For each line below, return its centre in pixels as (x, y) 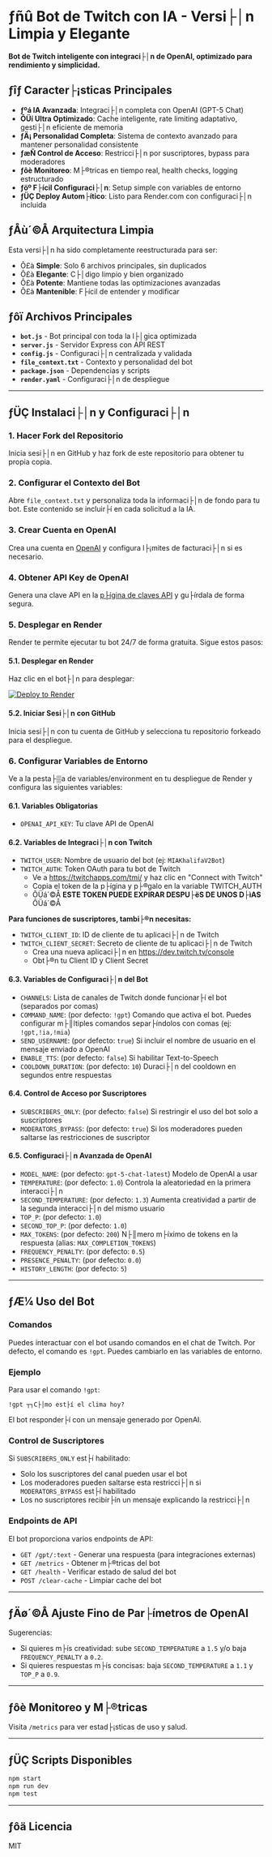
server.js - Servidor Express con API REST (93, 345)
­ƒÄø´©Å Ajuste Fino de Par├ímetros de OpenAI (129, 1613)
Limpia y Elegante (69, 34)
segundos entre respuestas (66, 1074)
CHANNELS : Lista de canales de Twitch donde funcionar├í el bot (123, 997)
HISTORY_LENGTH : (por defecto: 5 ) (74, 1268)
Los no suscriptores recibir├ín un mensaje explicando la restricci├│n (135, 1500)
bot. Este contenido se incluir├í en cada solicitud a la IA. (102, 509)
